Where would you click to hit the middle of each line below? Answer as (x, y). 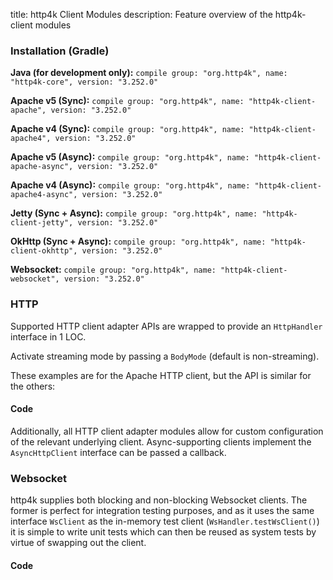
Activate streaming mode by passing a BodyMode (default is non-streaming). (165, 356)
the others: (33, 386)
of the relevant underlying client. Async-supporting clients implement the (161, 441)
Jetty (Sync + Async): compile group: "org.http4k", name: (134, 213)
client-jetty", (42, 223)
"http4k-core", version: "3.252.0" (84, 82)
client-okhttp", (44, 251)
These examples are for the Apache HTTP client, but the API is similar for (161, 375)
